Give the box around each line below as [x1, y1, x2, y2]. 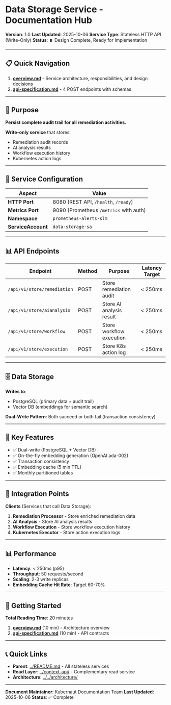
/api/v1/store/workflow [8, 329, 66, 335]
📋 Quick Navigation [5, 59, 70, 68]
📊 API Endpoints [5, 246, 60, 256]
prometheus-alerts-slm [52, 216, 108, 221]
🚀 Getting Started [5, 601, 62, 610]
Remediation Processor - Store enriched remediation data [12, 513, 136, 519]
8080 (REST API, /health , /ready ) [52, 198, 133, 206]
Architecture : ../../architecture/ [12, 674, 78, 681]
